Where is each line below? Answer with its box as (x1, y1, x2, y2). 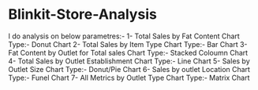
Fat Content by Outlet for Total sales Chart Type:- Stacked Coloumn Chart (8, 48, 249, 57)
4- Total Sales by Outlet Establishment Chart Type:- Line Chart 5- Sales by (8, 56, 250, 66)
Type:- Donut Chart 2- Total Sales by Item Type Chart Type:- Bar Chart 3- (8, 39, 248, 49)
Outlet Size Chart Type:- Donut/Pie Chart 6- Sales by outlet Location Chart (8, 64, 251, 74)
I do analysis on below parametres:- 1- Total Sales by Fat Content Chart (8, 31, 241, 41)
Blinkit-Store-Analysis (8, 5, 158, 23)
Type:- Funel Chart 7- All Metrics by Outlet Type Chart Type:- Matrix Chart (8, 73, 250, 82)
